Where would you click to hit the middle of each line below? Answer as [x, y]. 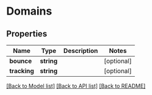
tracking [22, 71]
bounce [21, 61]
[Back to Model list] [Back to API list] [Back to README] [76, 86]
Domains [29, 11]
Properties [27, 34]
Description [81, 51]
